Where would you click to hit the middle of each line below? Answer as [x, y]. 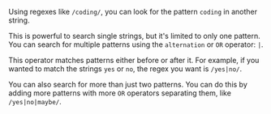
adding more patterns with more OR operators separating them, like [120, 93]
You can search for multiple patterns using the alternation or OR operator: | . [136, 44]
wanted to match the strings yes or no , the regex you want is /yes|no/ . [125, 69]
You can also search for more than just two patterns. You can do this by [128, 84]
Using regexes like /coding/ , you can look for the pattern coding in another [133, 12]
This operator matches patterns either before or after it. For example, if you [134, 60]
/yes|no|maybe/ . [35, 101]
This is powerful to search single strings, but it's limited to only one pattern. [135, 36]
